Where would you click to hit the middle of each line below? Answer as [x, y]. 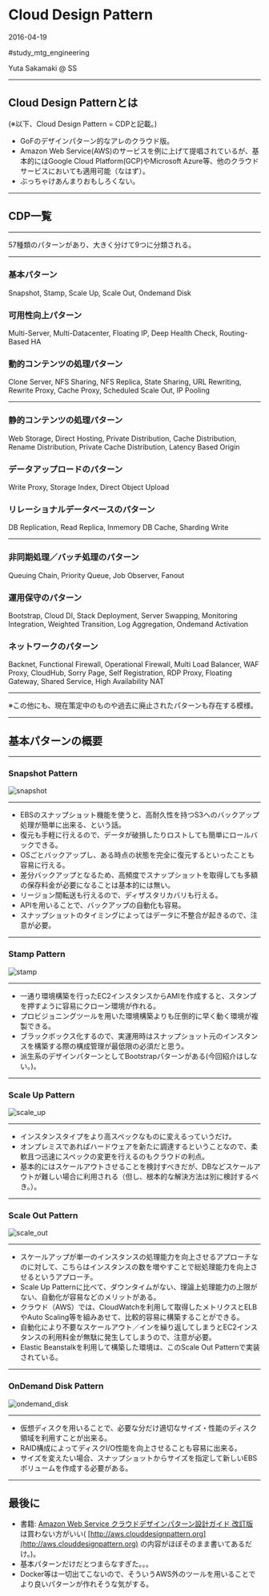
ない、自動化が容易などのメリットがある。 [90, 1297]
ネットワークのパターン [53, 646]
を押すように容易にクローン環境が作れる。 [90, 1006]
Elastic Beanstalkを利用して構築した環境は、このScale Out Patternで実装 [140, 1347]
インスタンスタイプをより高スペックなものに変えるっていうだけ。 [128, 1136]
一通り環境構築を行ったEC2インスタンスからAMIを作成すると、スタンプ [138, 995]
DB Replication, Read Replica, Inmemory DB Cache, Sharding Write [118, 527]
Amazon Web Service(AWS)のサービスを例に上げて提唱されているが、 [136, 151]
